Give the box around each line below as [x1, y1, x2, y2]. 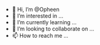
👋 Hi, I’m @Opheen [12, 6, 59, 13]
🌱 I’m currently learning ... [12, 19, 77, 26]
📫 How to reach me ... [12, 32, 68, 39]
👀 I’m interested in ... [12, 12, 64, 19]
